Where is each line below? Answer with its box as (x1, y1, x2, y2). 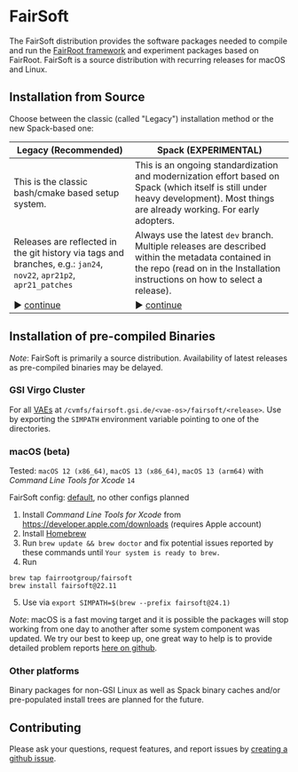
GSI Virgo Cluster (9, 384, 86, 396)
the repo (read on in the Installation (134, 262, 281, 275)
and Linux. (9, 64, 48, 75)
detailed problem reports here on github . (9, 642, 158, 654)
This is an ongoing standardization (134, 158, 278, 171)
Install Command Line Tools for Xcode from (21, 509, 182, 521)
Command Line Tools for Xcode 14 (9, 475, 136, 486)
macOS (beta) (9, 445, 71, 458)
